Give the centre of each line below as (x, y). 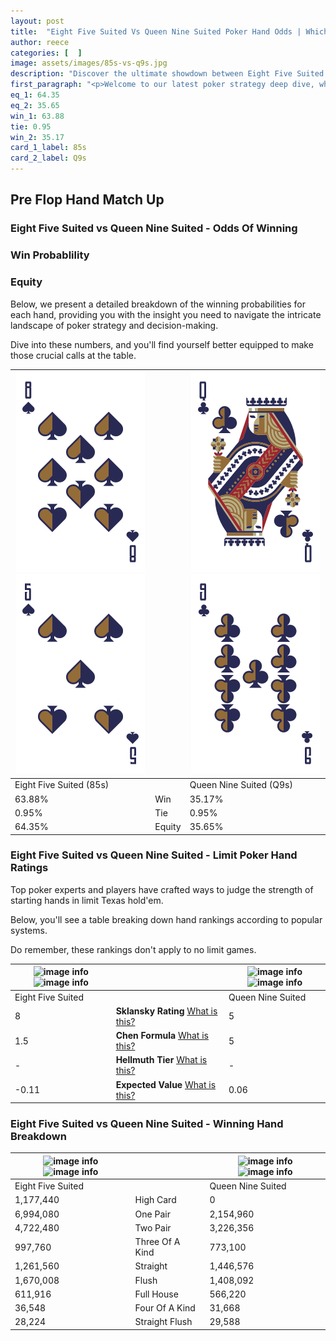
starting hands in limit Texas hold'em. (87, 900)
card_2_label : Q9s (48, 158)
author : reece (40, 42)
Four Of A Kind (165, 1308)
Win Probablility (50, 255)
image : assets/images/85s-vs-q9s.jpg (89, 63)
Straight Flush (163, 1322)
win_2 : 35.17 (37, 137)
